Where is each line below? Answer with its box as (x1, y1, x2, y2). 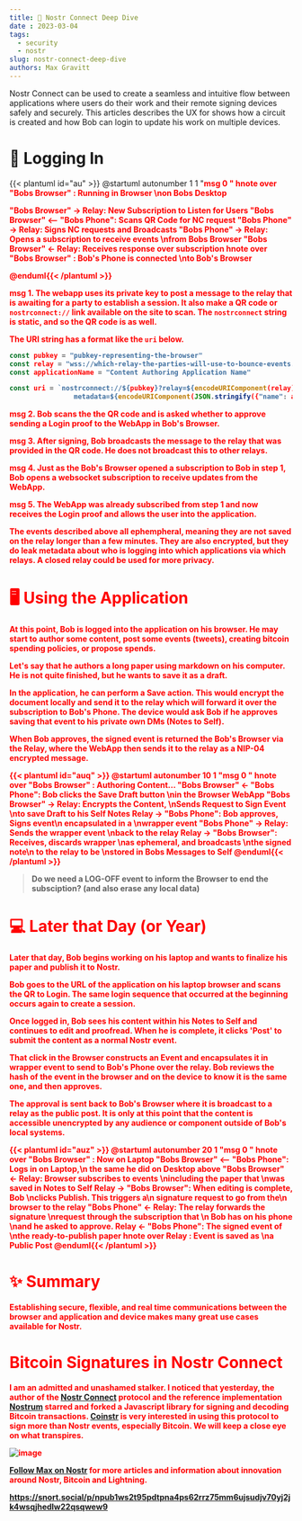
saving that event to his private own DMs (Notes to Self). (9, 716, 225, 727)
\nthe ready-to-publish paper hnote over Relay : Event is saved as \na (9, 1230, 274, 1241)
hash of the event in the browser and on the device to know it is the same (9, 1071, 288, 1082)
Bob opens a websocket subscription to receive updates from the (9, 472, 259, 483)
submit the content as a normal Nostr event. (9, 1035, 178, 1046)
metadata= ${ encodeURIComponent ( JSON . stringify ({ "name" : (73, 392, 288, 401)
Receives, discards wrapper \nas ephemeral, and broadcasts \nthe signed (9, 837, 292, 848)
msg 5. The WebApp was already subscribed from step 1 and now (9, 499, 259, 510)
